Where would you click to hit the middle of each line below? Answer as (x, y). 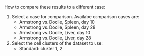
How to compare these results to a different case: (55, 7)
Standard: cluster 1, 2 (41, 48)
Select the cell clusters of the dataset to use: (57, 43)
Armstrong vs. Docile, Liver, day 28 (55, 38)
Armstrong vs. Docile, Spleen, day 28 (57, 27)
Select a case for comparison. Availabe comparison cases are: (75, 17)
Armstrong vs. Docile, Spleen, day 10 (57, 22)
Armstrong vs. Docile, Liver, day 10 (54, 32)
